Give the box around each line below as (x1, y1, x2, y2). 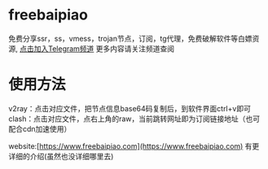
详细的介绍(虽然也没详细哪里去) (8, 151, 114, 161)
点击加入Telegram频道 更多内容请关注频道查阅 (19, 43, 175, 54)
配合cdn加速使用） (8, 123, 72, 133)
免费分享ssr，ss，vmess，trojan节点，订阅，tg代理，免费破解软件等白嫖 (8, 33, 253, 43)
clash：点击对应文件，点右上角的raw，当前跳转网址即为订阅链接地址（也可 (8, 114, 261, 123)
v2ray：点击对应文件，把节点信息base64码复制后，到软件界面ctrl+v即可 (8, 103, 251, 113)
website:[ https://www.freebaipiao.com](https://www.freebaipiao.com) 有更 (8, 141, 260, 151)
